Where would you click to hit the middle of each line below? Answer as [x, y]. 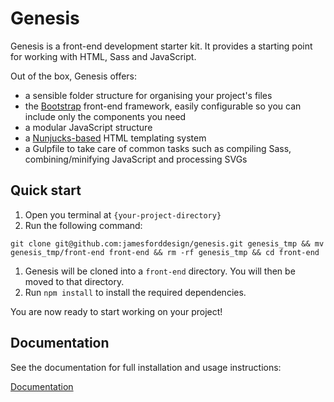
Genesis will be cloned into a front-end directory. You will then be [160, 271]
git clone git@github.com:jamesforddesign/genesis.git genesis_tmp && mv [167, 243]
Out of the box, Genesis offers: [74, 76]
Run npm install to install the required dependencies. [135, 292]
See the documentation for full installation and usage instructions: [146, 367]
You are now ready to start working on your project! [116, 311]
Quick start [46, 190]
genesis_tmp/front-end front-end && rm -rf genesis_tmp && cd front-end [165, 252]
